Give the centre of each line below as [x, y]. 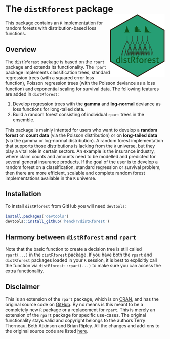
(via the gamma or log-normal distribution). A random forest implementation [84, 140]
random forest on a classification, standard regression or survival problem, [83, 167]
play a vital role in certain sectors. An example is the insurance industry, [80, 151]
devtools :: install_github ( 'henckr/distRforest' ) [57, 221]
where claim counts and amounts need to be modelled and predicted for [80, 156]
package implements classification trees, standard [58, 72]
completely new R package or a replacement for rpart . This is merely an [80, 310]
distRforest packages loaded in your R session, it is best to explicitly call [81, 260]
